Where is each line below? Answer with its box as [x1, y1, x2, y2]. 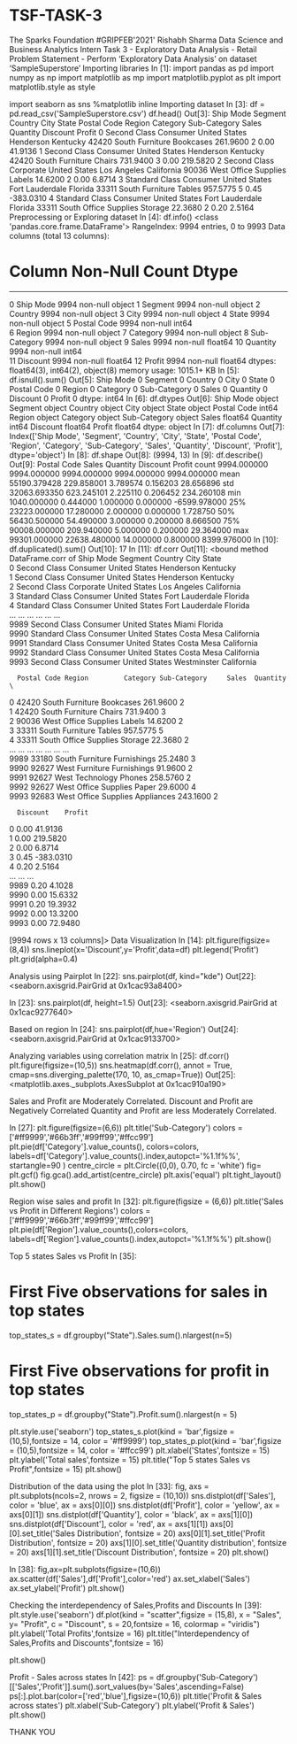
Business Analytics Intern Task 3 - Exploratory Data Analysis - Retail [9, 43, 258, 54]
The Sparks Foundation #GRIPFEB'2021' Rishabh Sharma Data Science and [9, 35, 284, 45]
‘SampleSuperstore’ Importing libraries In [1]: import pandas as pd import [9, 63, 274, 73]
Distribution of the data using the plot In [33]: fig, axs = [9, 1480, 209, 1492]
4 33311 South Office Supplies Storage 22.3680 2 [9, 734, 190, 745]
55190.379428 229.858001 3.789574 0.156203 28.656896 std [9, 477, 234, 488]
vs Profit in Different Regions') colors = [9, 1205, 151, 1215]
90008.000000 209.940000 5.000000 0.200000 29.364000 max [9, 524, 249, 536]
